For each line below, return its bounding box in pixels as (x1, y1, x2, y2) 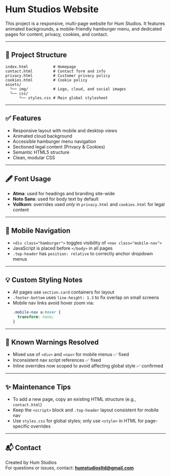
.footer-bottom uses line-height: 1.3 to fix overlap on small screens (12, 294, 159, 301)
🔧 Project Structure (5, 51, 67, 59)
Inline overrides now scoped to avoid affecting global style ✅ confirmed (12, 363, 164, 369)
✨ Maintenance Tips (5, 382, 71, 391)
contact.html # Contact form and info (5, 69, 106, 74)
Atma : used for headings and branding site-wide (12, 191, 115, 197)
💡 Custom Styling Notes (5, 276, 83, 284)
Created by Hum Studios (5, 459, 57, 466)
